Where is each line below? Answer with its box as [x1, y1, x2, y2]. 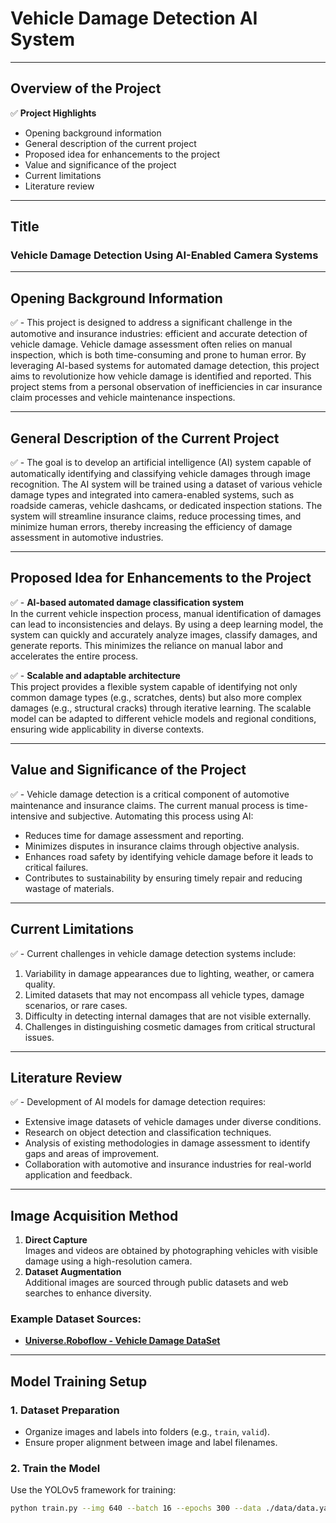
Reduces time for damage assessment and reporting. [24, 829, 245, 841]
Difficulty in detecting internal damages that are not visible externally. [24, 1010, 312, 1022]
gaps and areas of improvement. [24, 1148, 160, 1160]
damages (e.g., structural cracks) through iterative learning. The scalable [10, 702, 312, 714]
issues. [24, 1031, 55, 1043]
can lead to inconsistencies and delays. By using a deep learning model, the [10, 618, 324, 630]
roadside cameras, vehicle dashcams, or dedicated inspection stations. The [10, 500, 323, 512]
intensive [10, 810, 48, 822]
